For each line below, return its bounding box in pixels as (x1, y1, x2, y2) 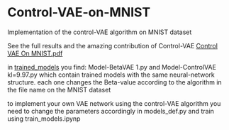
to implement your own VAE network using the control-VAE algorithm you (7, 99, 221, 107)
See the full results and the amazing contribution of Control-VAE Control (7, 41, 218, 50)
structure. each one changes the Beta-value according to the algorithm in (7, 77, 222, 86)
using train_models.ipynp (7, 114, 81, 123)
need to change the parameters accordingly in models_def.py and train (7, 107, 215, 115)
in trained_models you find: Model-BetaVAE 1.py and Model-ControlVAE (7, 63, 216, 71)
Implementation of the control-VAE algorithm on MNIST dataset (7, 28, 192, 36)
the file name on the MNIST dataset (7, 85, 111, 94)
